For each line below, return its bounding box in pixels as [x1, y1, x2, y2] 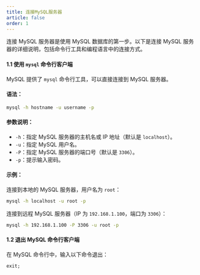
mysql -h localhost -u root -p [6, 198, 86, 205]
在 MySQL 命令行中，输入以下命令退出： [6, 251, 109, 258]
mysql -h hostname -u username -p [6, 105, 95, 111]
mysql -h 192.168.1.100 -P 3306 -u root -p [6, 222, 119, 228]
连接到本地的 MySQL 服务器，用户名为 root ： [6, 186, 121, 193]
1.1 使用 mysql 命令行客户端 [6, 61, 73, 68]
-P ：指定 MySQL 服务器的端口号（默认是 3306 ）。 [15, 148, 138, 156]
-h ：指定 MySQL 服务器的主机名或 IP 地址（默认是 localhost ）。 [15, 133, 176, 141]
